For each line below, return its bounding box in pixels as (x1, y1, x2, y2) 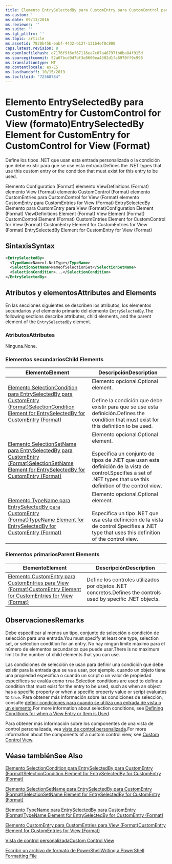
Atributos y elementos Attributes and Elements (5, 288, 157, 298)
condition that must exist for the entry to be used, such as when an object (5, 683, 161, 689)
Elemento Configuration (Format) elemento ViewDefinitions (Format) (5, 183, 149, 189)
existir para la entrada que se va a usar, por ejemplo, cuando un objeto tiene (5, 666, 166, 673)
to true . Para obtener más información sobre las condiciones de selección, (5, 694, 163, 700)
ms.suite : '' (5, 27, 33, 32)
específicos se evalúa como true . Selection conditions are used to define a (5, 678, 162, 684)
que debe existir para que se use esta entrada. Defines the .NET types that (5, 162, 162, 168)
